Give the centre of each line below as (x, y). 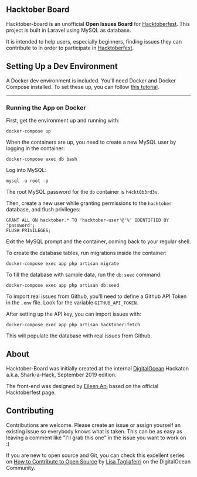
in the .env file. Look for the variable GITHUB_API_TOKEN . (72, 302)
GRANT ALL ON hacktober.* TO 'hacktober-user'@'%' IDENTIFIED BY (87, 220)
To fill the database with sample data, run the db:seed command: (84, 274)
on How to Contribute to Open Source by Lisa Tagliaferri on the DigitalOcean (98, 461)
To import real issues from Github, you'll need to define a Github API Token (96, 296)
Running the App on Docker (46, 107)
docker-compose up (28, 131)
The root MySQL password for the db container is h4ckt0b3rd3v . (83, 191)
